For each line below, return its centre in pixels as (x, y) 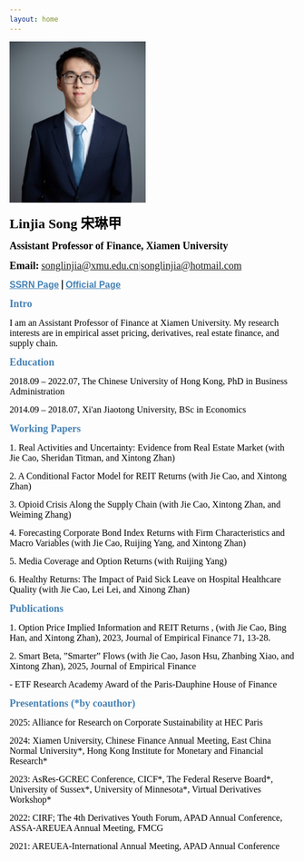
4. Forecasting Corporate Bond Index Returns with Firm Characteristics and (147, 532)
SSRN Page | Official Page (65, 284)
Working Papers (45, 429)
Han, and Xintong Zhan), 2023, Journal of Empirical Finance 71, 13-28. (140, 638)
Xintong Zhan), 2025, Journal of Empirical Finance (103, 666)
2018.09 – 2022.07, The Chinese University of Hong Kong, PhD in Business (148, 381)
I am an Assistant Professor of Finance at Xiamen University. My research (144, 322)
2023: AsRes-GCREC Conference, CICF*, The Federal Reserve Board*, (142, 779)
